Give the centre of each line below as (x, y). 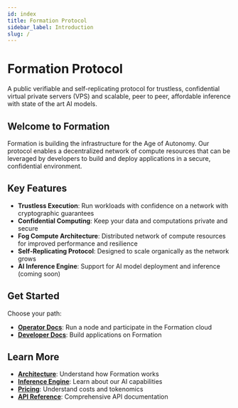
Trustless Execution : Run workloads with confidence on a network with (123, 205)
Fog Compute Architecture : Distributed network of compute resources (121, 236)
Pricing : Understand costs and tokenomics (80, 389)
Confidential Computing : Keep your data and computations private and (123, 221)
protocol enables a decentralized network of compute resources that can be (119, 151)
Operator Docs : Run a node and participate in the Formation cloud (115, 327)
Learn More (33, 357)
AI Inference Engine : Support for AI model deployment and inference (119, 266)
